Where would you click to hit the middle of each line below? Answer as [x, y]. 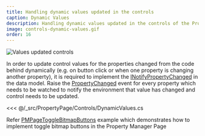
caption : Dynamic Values [38, 18]
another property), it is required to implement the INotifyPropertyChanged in [102, 77]
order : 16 [19, 35]
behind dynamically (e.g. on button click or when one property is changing [100, 70]
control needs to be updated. [43, 96]
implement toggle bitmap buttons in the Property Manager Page [86, 126]
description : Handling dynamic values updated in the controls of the [98, 23]
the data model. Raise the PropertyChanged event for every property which [101, 84]
